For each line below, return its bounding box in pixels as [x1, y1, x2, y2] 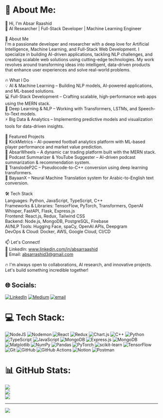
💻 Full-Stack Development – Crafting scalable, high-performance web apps [5, 93, 157, 99]
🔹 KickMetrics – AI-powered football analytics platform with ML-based [5, 138, 146, 145]
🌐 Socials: [5, 281, 37, 289]
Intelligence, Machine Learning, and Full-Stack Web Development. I [5, 46, 140, 52]
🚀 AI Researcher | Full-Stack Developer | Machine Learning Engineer [5, 25, 142, 31]
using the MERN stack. [5, 100, 50, 106]
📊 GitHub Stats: [5, 365, 71, 376]
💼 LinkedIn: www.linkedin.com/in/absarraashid [5, 246, 98, 252]
